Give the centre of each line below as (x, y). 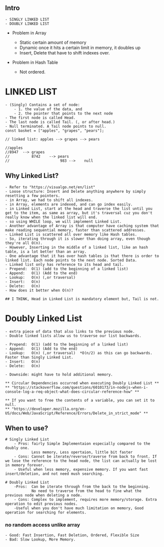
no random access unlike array (42, 525)
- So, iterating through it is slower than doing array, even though (78, 239)
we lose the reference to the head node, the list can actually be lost (81, 461)
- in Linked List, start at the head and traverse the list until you (79, 208)
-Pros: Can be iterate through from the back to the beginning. (82, 487)
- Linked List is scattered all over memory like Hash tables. (71, 234)
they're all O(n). (24, 243)
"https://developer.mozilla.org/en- (49, 409)
